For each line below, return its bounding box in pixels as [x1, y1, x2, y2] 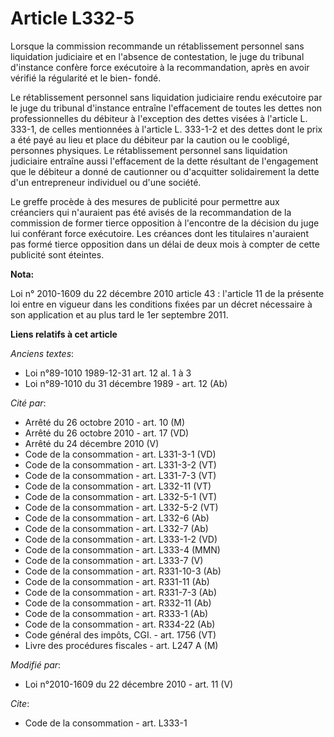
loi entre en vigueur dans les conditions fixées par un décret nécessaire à [10, 298, 313, 310]
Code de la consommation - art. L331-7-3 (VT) [24, 469, 217, 481]
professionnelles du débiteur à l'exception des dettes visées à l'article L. [10, 112, 308, 124]
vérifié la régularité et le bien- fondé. [10, 72, 162, 84]
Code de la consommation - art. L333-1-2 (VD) [24, 533, 218, 545]
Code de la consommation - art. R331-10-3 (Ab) [24, 565, 222, 577]
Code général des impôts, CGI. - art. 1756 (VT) [24, 628, 217, 641]
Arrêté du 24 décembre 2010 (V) [24, 437, 160, 449]
